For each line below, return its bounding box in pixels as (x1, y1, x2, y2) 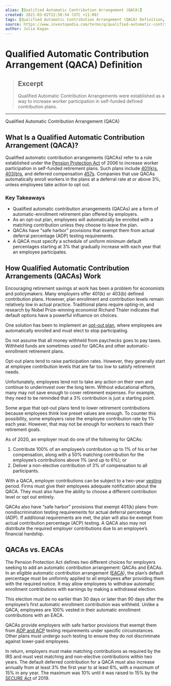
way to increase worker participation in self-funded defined (17, 98, 143, 104)
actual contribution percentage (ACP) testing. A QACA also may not (5, 520, 147, 526)
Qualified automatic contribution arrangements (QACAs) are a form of (12, 206, 159, 212)
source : (5, 21, 22, 27)
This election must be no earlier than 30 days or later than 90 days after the (5, 596, 164, 602)
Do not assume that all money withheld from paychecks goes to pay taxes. (5, 337, 162, 344)
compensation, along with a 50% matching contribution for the (12, 451, 144, 458)
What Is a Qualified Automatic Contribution (5, 133, 145, 141)
